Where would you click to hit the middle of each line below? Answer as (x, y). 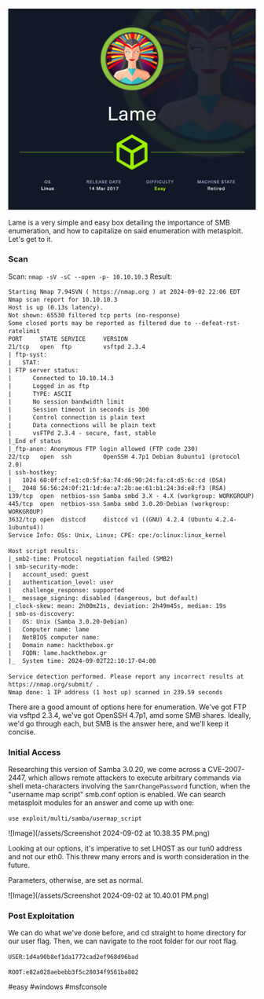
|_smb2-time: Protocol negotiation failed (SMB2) (91, 558)
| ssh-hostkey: (33, 472)
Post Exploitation (41, 916)
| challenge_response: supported (66, 590)
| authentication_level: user (61, 582)
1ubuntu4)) (26, 527)
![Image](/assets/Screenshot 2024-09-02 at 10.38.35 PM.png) (109, 833)
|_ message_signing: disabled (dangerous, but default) (103, 598)
